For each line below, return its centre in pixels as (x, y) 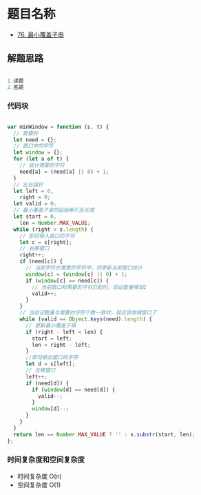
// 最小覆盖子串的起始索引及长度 (54, 210)
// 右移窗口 (34, 249)
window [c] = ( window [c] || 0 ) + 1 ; (76, 274)
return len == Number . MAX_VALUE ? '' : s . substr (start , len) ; (104, 434)
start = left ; (52, 339)
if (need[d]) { (47, 383)
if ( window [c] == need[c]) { (67, 281)
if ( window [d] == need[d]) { (74, 390)
